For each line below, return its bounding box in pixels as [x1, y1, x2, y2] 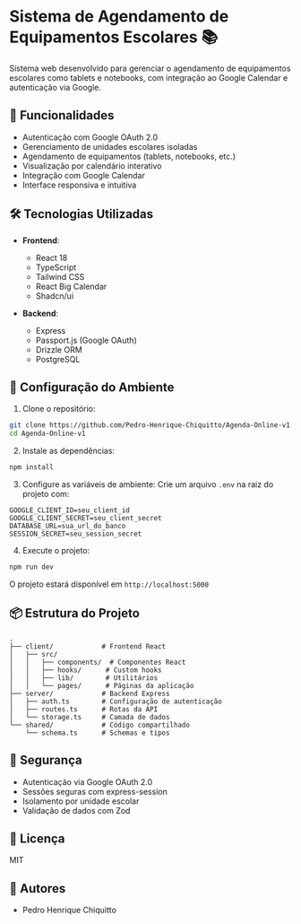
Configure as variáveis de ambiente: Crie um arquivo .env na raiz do [21, 479, 274, 490]
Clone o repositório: [21, 404, 96, 414]
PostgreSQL [35, 353, 81, 364]
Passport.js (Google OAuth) [35, 335, 137, 345]
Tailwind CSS [35, 271, 85, 282]
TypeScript [35, 262, 77, 273]
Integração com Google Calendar [21, 170, 145, 180]
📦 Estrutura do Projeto [9, 606, 141, 621]
